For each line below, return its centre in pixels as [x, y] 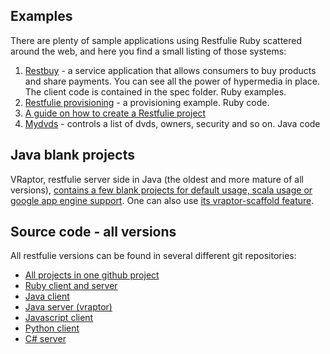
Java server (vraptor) [68, 307]
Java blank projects [73, 155]
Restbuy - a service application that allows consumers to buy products [170, 70]
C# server [45, 339]
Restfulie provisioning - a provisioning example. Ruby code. [147, 102]
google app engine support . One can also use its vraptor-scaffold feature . [162, 200]
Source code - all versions [93, 232]
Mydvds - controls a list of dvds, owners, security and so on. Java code [172, 123]
